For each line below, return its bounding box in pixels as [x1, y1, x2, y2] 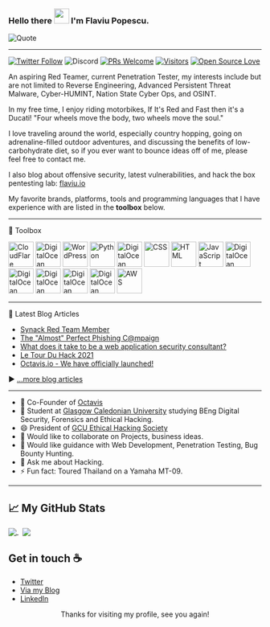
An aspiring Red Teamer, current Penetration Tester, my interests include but [8, 72, 261, 82]
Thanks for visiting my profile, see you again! [60, 609, 210, 619]
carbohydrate [8, 145, 54, 156]
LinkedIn [19, 594, 49, 604]
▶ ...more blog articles [8, 375, 83, 384]
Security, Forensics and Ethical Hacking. [19, 415, 154, 424]
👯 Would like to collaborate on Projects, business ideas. [19, 432, 203, 441]
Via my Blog [19, 585, 60, 595]
